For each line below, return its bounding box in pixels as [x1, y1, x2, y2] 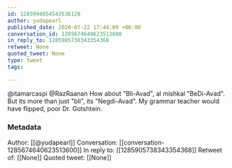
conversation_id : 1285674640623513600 [7, 30, 122, 38]
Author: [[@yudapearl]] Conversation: [7, 138, 118, 147]
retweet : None [7, 43, 50, 51]
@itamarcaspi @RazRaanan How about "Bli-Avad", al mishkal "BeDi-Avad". [7, 89, 226, 98]
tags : [7, 63, 23, 70]
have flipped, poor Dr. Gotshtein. [7, 104, 103, 112]
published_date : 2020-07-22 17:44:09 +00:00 [7, 23, 141, 31]
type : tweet [7, 57, 43, 64]
